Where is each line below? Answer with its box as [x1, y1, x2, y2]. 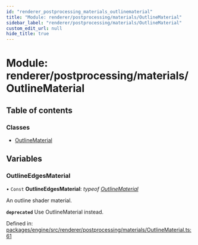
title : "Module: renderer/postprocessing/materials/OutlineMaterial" [6, 14, 183, 20]
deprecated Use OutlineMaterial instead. [6, 208, 104, 215]
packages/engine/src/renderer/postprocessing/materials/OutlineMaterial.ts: [6, 226, 192, 233]
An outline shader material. [6, 197, 73, 204]
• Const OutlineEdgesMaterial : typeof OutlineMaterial [6, 185, 139, 192]
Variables [6, 154, 43, 164]
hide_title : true [6, 31, 49, 37]
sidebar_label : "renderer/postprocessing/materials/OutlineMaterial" [6, 20, 183, 26]
